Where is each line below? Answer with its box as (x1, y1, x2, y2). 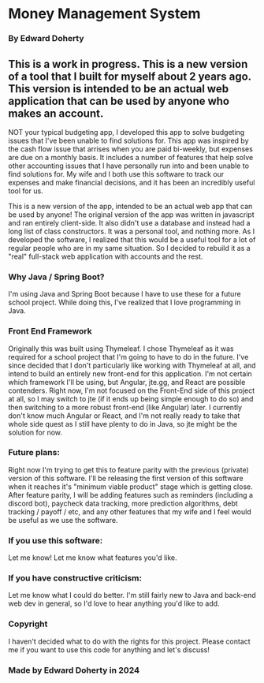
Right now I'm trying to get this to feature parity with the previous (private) (8, 465, 250, 474)
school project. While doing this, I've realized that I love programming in (8, 297, 241, 308)
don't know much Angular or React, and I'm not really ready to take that (8, 411, 240, 420)
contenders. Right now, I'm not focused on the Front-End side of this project (8, 386, 255, 395)
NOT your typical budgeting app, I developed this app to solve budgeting (8, 127, 245, 136)
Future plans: (8, 447, 61, 458)
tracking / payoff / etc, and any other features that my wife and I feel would (8, 506, 251, 517)
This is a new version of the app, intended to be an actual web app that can (8, 201, 253, 211)
